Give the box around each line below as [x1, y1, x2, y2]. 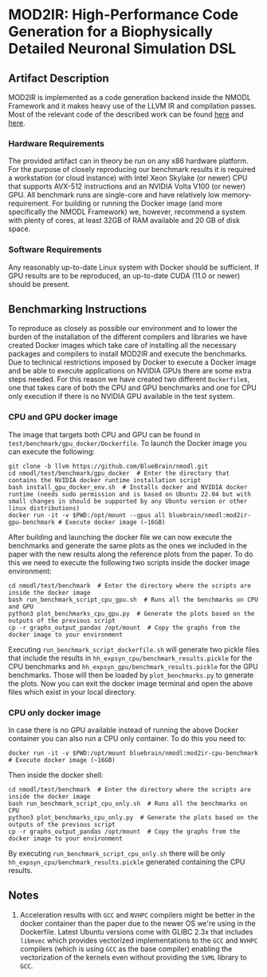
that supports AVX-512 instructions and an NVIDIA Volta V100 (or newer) [8, 181, 246, 191]
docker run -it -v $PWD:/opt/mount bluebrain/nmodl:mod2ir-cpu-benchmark [8, 749, 259, 757]
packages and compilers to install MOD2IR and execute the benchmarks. [8, 349, 248, 359]
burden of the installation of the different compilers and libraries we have [8, 332, 248, 341]
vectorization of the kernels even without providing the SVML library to [19, 952, 247, 962]
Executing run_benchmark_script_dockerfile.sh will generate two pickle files [8, 644, 260, 654]
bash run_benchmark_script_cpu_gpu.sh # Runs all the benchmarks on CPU [8, 596, 259, 604]
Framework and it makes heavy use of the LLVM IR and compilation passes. [8, 102, 257, 110]
